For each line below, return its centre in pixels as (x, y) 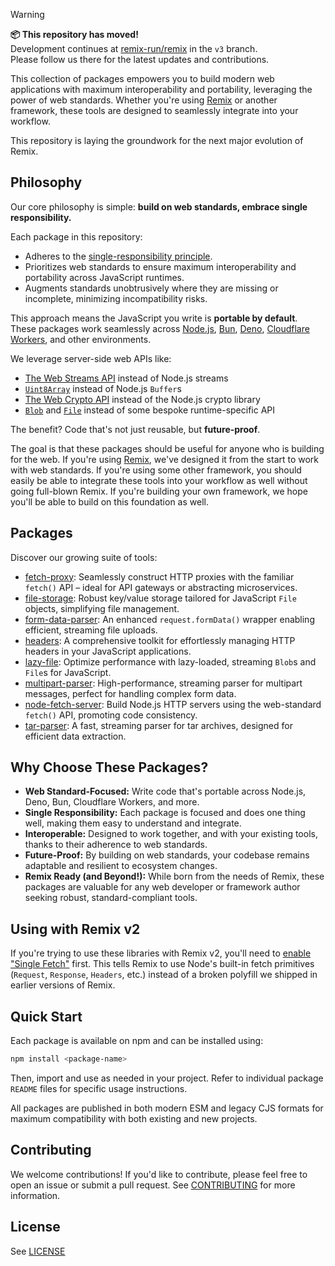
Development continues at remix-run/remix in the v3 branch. (134, 48)
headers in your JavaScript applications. (108, 651)
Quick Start (46, 1016)
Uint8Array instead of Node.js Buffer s (103, 388)
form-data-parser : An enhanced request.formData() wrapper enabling (169, 619)
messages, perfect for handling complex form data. (130, 693)
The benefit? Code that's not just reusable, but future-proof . (135, 429)
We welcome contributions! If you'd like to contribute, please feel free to (159, 1174)
